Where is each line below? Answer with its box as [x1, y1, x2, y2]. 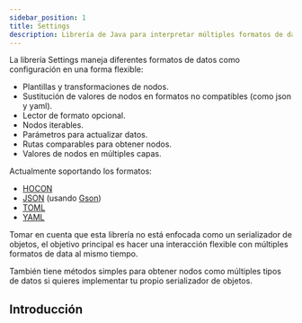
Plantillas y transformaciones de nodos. [22, 82, 169, 93]
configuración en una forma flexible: [9, 64, 144, 75]
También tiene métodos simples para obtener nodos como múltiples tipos [9, 266, 281, 277]
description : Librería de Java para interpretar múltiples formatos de [9, 30, 283, 39]
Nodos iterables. [22, 120, 84, 130]
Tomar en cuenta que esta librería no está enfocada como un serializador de [9, 229, 292, 240]
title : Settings [9, 22, 70, 31]
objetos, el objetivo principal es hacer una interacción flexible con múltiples [9, 239, 289, 250]
